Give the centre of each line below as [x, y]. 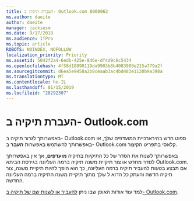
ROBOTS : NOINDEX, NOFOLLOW [39, 50]
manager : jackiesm [28, 28]
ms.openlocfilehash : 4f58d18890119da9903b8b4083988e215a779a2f [84, 66]
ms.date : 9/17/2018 [30, 33]
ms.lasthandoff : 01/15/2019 [40, 88]
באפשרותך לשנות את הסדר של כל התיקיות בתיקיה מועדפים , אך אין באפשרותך [92, 155]
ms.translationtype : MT [35, 77]
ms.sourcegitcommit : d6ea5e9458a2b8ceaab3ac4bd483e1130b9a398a [84, 71]
